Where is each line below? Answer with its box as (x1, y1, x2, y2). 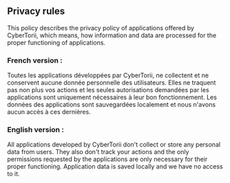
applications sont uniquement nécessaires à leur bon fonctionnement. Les (7, 93, 217, 102)
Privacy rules (7, 6, 65, 17)
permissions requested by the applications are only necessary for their (7, 155, 208, 164)
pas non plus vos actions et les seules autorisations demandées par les (7, 86, 209, 94)
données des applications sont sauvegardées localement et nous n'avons (7, 100, 216, 109)
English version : (7, 125, 64, 135)
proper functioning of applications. (7, 38, 105, 47)
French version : (7, 55, 63, 65)
